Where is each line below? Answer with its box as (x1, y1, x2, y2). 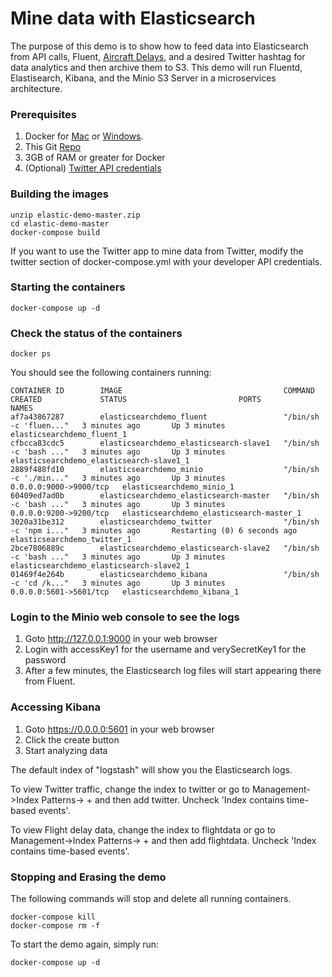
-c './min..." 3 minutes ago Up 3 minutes (10, 473, 226, 484)
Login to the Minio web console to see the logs (10, 610, 240, 624)
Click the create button (24, 733, 120, 746)
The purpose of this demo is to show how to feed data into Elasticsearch (10, 40, 309, 52)
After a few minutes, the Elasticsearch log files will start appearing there (24, 665, 322, 677)
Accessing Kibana (10, 700, 101, 714)
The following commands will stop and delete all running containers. (10, 893, 292, 905)
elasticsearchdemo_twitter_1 (10, 535, 132, 545)
